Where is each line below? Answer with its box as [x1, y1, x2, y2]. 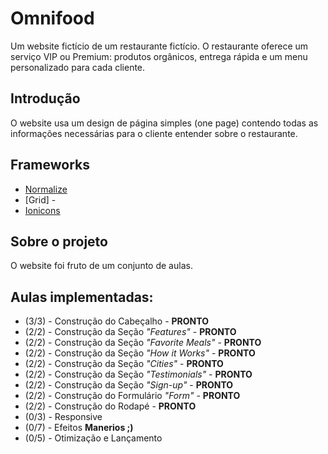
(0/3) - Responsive [24, 411, 103, 423]
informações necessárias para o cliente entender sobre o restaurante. [10, 127, 298, 139]
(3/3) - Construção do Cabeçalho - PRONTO [24, 315, 209, 327]
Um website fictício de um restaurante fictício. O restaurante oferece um [10, 40, 309, 52]
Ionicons [24, 204, 61, 216]
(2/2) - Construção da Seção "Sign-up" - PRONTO [24, 379, 234, 391]
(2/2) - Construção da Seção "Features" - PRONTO [24, 326, 237, 338]
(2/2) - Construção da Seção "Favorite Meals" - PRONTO [24, 337, 262, 349]
